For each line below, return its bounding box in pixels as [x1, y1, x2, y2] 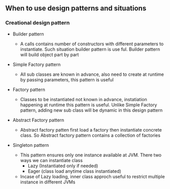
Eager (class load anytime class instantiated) [27, 168, 122, 174]
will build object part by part [20, 51, 79, 57]
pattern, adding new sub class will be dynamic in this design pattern [20, 107, 163, 113]
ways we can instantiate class [20, 157, 83, 163]
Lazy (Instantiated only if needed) [27, 163, 98, 169]
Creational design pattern [5, 19, 70, 26]
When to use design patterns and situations [5, 4, 147, 13]
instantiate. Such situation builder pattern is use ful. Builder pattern [20, 46, 160, 52]
